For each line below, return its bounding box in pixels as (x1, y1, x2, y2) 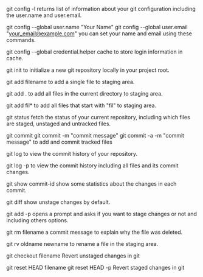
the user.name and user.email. (6, 12, 82, 19)
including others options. (6, 217, 69, 224)
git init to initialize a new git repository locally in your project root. (6, 66, 170, 74)
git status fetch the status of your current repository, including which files (6, 114, 190, 121)
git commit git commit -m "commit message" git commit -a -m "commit (6, 132, 184, 139)
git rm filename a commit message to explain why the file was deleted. (6, 228, 183, 236)
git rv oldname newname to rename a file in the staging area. (6, 240, 159, 247)
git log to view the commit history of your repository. (6, 150, 138, 157)
